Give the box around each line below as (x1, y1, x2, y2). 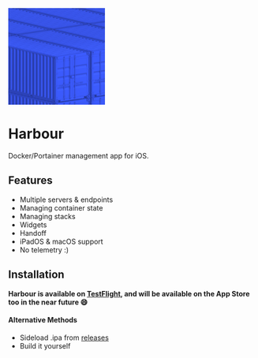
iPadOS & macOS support (19, 237, 104, 246)
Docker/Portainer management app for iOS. (8, 151, 149, 160)
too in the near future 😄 (8, 297, 88, 307)
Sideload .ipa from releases (19, 333, 109, 342)
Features (8, 173, 53, 188)
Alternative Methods (8, 315, 77, 325)
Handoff (19, 228, 47, 237)
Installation (8, 268, 65, 282)
